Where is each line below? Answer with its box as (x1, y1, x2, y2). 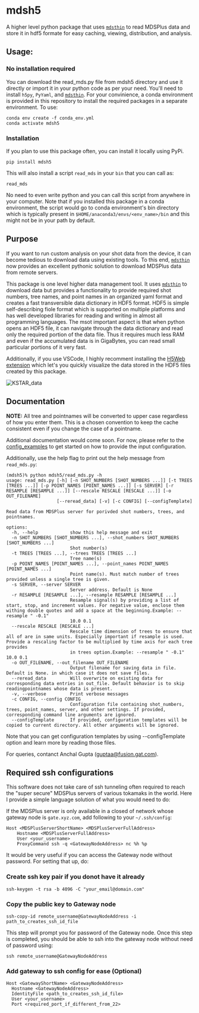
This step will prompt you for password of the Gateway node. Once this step (6, 929, 193, 936)
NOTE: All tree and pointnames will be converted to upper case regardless (6, 412, 188, 420)
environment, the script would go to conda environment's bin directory (6, 204, 179, 211)
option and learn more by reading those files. (6, 739, 116, 746)
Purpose (6, 234, 39, 244)
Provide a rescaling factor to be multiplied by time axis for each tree (6, 639, 193, 645)
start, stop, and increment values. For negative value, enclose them (6, 602, 185, 608)
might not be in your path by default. (6, 217, 96, 224)
